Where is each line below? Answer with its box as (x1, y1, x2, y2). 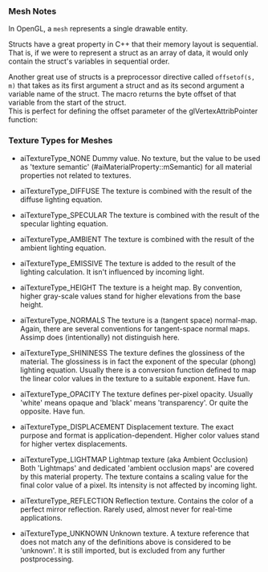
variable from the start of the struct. (8, 98, 127, 108)
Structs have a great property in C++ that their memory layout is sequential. (8, 39, 258, 49)
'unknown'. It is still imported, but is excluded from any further (19, 545, 225, 555)
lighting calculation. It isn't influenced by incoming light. (19, 267, 205, 277)
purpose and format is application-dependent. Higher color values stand (19, 430, 260, 440)
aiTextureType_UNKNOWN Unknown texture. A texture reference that (19, 529, 250, 538)
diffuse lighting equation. (19, 195, 103, 204)
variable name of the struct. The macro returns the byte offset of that (8, 89, 237, 99)
